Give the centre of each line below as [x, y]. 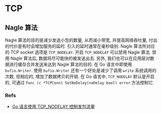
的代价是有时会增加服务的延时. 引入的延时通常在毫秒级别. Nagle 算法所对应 [80, 46]
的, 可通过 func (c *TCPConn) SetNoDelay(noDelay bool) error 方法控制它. [80, 82]
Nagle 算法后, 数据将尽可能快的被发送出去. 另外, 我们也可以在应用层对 [80, 58]
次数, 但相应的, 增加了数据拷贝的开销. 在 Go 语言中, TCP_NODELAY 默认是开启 [80, 76]
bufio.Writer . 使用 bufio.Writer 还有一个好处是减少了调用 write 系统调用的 [81, 70]
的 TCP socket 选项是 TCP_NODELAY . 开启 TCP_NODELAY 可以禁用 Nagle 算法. [78, 52]
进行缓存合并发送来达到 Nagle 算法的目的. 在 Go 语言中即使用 [71, 64]
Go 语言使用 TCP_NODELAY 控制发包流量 [53, 107]
